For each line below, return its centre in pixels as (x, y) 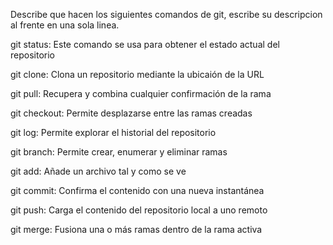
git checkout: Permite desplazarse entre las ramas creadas (131, 113)
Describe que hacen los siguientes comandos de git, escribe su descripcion (166, 14)
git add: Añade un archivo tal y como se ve (98, 171)
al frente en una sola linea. (65, 25)
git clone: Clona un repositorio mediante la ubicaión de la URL (137, 74)
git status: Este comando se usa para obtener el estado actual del (145, 44)
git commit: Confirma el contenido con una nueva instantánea (137, 190)
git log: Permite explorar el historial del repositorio (113, 132)
